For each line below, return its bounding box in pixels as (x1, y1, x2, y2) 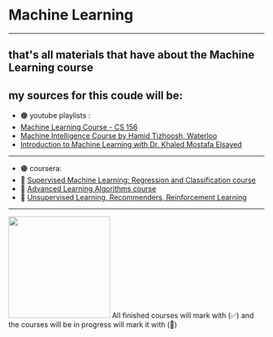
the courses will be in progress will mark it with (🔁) (8, 320, 177, 330)
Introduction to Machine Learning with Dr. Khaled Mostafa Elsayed (19, 140, 242, 150)
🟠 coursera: (19, 164, 63, 173)
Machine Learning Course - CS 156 (19, 122, 138, 132)
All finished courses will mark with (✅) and (111, 311, 254, 321)
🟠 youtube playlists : (19, 111, 91, 120)
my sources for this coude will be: (8, 88, 184, 103)
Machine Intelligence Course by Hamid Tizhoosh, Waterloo (19, 131, 218, 141)
